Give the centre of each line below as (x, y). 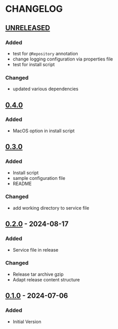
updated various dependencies (45, 89)
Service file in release (36, 250)
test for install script (34, 64)
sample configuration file (39, 178)
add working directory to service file (51, 208)
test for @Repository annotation (45, 53)
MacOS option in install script (44, 131)
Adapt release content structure (46, 279)
